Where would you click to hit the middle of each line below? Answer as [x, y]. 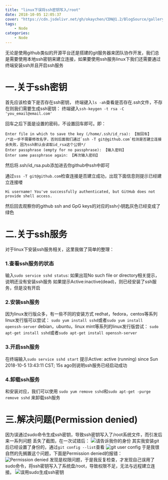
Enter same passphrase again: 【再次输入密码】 [52, 155]
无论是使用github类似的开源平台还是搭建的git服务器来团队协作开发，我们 [80, 53]
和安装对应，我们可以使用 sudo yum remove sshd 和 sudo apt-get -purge [78, 391]
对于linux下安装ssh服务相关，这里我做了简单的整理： [60, 249]
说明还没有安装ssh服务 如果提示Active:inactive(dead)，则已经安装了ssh [79, 282]
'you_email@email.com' [29, 113]
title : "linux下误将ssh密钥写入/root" [43, 10]
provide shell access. [29, 196]
